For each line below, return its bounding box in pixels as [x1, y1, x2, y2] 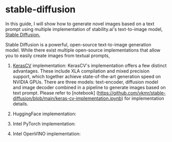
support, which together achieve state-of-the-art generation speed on [12, 73, 161, 79]
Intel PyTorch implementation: [12, 120, 76, 127]
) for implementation [121, 95, 165, 101]
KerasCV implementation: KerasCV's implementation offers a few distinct [12, 62, 167, 68]
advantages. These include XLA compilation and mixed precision [12, 68, 150, 74]
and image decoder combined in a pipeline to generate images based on [12, 84, 166, 91]
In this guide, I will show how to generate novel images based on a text [5, 21, 155, 27]
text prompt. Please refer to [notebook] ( [12, 90, 98, 96]
